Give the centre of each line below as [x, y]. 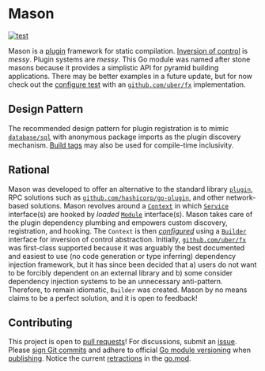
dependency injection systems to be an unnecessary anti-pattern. [115, 281]
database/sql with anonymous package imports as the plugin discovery [125, 137]
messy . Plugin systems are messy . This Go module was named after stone [129, 59]
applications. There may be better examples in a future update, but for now [131, 76]
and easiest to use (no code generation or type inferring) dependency [122, 256]
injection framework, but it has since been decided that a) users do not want [132, 264]
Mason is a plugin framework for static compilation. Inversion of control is [128, 51]
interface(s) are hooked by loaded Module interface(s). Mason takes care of [131, 214]
